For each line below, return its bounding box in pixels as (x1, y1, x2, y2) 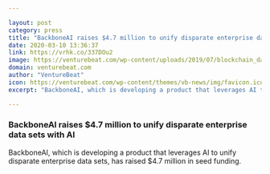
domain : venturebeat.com (8, 63, 92, 72)
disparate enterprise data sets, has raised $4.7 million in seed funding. (8, 156, 242, 165)
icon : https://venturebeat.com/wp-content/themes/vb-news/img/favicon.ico (8, 78, 264, 87)
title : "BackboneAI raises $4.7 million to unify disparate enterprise (8, 34, 253, 42)
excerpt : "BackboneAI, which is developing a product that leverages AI (8, 86, 257, 94)
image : (8, 56, 31, 64)
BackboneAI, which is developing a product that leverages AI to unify (8, 148, 237, 157)
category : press (8, 26, 63, 34)
